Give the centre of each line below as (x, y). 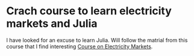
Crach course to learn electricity (89, 11)
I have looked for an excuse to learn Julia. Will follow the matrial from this (97, 40)
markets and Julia (52, 24)
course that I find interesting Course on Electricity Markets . (80, 46)
